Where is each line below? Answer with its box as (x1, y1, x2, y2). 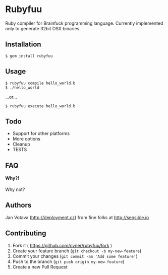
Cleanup (12, 141, 30, 147)
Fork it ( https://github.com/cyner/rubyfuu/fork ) (12, 242, 113, 248)
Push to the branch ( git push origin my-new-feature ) (12, 258, 125, 264)
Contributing (5, 229, 46, 238)
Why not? (5, 186, 25, 192)
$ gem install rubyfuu (5, 53, 53, 58)
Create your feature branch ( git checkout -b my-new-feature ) (12, 248, 142, 254)
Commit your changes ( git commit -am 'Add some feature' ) (12, 253, 138, 259)
